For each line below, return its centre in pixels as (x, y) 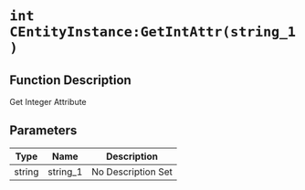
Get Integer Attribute (48, 102)
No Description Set (132, 172)
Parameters (43, 131)
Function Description (71, 80)
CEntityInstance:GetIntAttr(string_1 (153, 32)
